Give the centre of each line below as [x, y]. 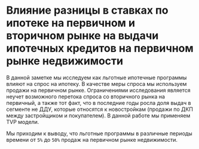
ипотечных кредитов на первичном [100, 49]
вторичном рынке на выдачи [82, 36]
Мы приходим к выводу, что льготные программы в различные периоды [99, 133]
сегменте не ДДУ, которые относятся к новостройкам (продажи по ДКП [99, 109]
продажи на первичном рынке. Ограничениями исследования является [98, 90]
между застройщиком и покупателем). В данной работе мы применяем [98, 115]
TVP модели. [23, 122]
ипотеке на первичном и [71, 23]
